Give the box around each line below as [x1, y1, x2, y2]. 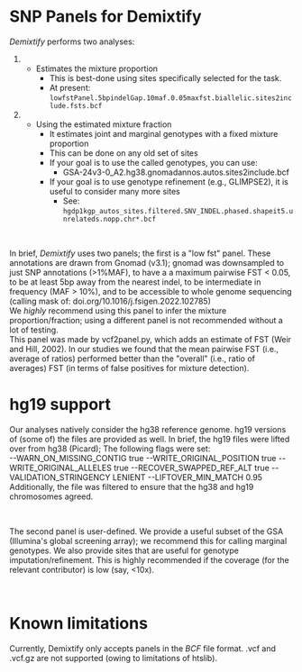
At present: [49, 82, 91, 93]
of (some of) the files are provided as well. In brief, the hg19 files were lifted [9, 433, 290, 444]
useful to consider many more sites [49, 186, 180, 196]
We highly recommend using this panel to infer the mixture [9, 304, 227, 316]
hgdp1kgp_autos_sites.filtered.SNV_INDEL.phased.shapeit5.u [62, 206, 294, 215]
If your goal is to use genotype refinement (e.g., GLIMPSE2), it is [49, 176, 288, 186]
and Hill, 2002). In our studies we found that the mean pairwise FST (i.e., [9, 343, 279, 354]
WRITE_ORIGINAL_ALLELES [9, 462, 113, 473]
